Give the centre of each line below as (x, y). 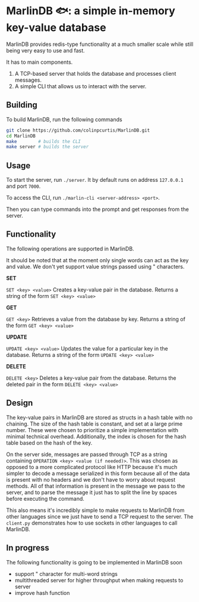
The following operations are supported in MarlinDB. (70, 249)
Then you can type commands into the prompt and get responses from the (97, 209)
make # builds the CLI (44, 141)
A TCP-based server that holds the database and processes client (95, 73)
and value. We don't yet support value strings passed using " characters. (96, 266)
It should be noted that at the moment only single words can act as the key (97, 260)
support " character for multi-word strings (66, 574)
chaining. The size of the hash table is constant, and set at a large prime (94, 424)
